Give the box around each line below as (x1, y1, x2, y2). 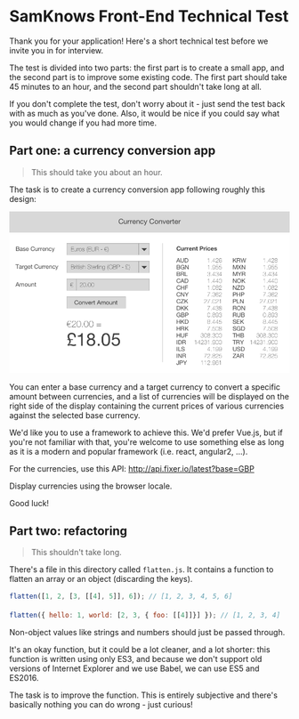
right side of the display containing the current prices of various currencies (9, 400, 285, 411)
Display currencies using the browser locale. (9, 481, 173, 491)
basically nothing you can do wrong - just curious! (9, 699, 193, 709)
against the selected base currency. (9, 409, 141, 420)
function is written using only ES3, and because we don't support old (9, 654, 263, 664)
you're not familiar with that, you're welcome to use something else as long (9, 436, 285, 447)
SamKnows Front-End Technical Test (9, 6, 289, 27)
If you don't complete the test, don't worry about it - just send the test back (9, 98, 286, 109)
